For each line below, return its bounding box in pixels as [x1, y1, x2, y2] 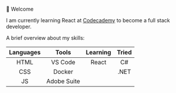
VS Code [51, 58, 76, 66]
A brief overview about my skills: [6, 35, 85, 41]
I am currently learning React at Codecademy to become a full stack [6, 17, 170, 23]
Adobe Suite [46, 77, 81, 85]
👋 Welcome [6, 6, 34, 12]
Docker [53, 68, 74, 75]
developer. [6, 23, 32, 30]
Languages [9, 49, 41, 56]
